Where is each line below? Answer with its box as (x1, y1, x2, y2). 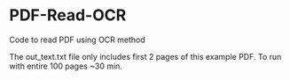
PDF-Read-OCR (9, 5, 127, 25)
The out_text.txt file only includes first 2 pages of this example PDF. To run (9, 51, 282, 62)
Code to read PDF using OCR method (9, 34, 146, 45)
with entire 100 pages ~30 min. (9, 61, 122, 71)
